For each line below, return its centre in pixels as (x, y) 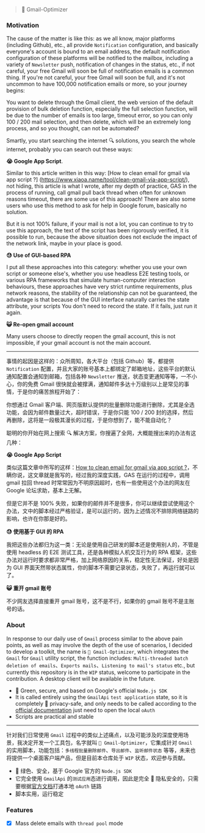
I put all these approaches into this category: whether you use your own (97, 267)
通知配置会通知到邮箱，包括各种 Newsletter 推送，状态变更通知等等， (94, 377)
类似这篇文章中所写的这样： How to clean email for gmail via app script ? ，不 (102, 467)
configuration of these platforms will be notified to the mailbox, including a (100, 58)
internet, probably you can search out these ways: (70, 149)
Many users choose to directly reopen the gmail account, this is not (91, 336)
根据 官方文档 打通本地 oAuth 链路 (61, 786)
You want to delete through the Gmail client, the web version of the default (100, 102)
